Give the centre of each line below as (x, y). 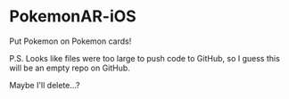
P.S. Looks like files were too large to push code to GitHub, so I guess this (145, 58)
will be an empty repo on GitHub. (70, 68)
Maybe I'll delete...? (45, 85)
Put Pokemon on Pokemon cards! (70, 41)
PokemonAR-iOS (73, 16)
